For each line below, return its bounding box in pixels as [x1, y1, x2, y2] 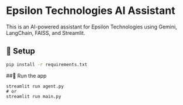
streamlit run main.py [6, 93, 61, 99]
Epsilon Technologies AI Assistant [6, 4, 175, 17]
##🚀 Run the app [6, 72, 47, 79]
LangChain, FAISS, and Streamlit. [6, 29, 86, 36]
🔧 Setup [6, 46, 36, 56]
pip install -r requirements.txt [6, 61, 88, 67]
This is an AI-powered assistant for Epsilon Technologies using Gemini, [6, 23, 177, 30]
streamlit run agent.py [6, 83, 64, 89]
